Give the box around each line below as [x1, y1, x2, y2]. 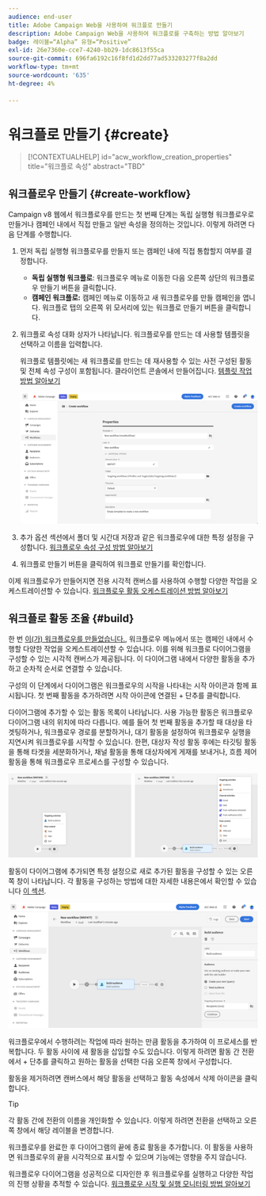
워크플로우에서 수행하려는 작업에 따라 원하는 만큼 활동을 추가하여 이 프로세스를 [8, 1037, 249, 1046]
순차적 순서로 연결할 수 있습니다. [22, 664, 123, 674]
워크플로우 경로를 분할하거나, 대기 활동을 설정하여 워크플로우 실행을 [44, 728, 252, 737]
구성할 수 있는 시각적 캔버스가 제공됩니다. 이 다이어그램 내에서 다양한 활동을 [8, 654, 241, 663]
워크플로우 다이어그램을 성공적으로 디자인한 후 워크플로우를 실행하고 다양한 [8, 1169, 239, 1179]
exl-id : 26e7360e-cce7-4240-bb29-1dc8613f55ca [8, 46, 165, 55]
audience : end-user [8, 13, 73, 21]
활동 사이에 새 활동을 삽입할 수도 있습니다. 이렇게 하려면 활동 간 [46, 1046, 240, 1056]
